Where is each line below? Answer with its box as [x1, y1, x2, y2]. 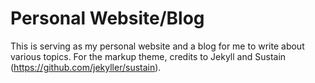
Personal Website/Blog [10, 7, 205, 30]
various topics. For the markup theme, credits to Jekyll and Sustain [10, 50, 287, 62]
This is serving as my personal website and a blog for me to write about [10, 40, 305, 52]
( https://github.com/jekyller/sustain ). [10, 61, 162, 73]
